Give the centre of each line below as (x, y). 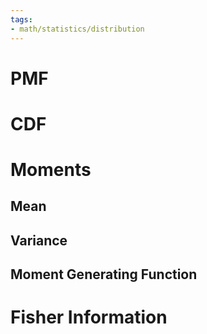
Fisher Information (89, 317)
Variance (39, 240)
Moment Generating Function (104, 274)
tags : (21, 19)
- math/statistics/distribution (77, 29)
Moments (51, 170)
